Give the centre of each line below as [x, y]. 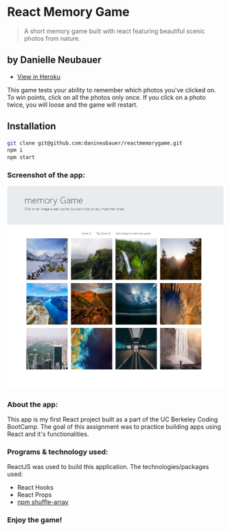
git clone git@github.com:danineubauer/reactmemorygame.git [95, 143]
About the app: [33, 404]
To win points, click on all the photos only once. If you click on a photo [106, 97]
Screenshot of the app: [46, 175]
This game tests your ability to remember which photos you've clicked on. [112, 90]
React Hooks [35, 488]
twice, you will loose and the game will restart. [73, 105]
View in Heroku [38, 76]
